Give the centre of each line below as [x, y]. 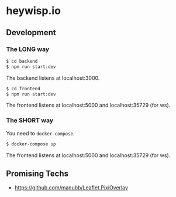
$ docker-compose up [31, 144]
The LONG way [28, 49]
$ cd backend [22, 61]
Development [31, 33]
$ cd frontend [23, 89]
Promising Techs [37, 173]
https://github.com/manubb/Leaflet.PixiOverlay [71, 188]
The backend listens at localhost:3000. [53, 78]
